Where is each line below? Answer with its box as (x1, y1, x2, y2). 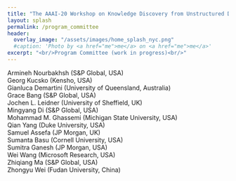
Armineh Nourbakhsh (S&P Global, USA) (7, 68, 124, 77)
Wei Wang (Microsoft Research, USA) (7, 150, 116, 159)
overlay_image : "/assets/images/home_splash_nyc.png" (13, 36, 174, 43)
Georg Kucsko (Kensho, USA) (7, 76, 93, 84)
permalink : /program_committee (7, 23, 99, 30)
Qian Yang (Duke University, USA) (7, 121, 105, 129)
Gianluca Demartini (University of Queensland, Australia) (7, 83, 171, 92)
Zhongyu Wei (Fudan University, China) (7, 166, 121, 174)
